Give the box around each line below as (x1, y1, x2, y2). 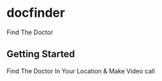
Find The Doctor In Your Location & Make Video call (6, 66, 155, 75)
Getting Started (6, 48, 75, 60)
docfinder (6, 5, 66, 21)
